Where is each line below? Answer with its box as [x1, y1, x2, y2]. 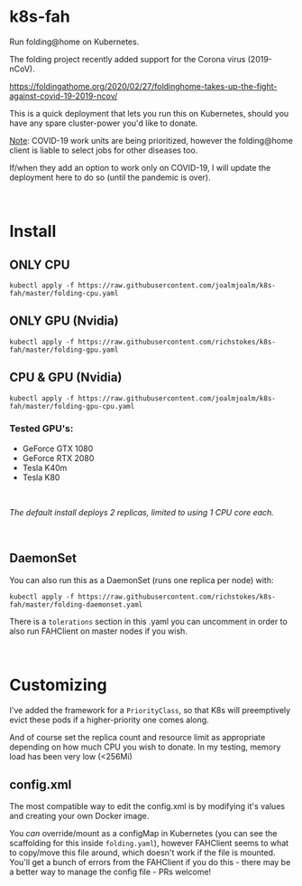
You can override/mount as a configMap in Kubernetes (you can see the [9, 828, 278, 839]
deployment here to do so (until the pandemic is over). [9, 172, 211, 183]
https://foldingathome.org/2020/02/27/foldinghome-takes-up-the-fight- [9, 80, 278, 91]
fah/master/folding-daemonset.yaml [9, 599, 143, 609]
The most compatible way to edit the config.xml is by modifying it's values [9, 801, 286, 812]
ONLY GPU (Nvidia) [9, 314, 119, 329]
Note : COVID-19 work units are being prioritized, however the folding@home [9, 135, 293, 146]
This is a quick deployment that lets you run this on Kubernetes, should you [9, 108, 289, 118]
